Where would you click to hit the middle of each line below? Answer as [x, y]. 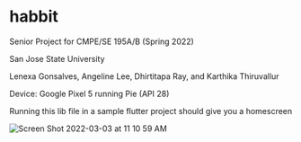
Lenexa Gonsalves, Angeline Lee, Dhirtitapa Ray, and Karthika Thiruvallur [145, 76]
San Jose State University [57, 58]
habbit [34, 17]
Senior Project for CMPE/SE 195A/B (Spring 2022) [102, 41]
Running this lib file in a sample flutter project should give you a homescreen [151, 111]
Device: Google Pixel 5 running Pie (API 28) [89, 93]
